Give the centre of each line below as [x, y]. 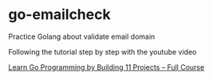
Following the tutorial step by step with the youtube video [103, 51]
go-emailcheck [59, 15]
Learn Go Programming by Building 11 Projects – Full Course [106, 67]
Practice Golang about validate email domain [82, 36]
